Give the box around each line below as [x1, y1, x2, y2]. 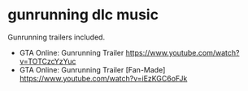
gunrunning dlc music [7, 6, 159, 24]
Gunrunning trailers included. [7, 32, 106, 42]
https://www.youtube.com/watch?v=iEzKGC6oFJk [19, 73, 188, 83]
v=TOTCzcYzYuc [19, 56, 76, 66]
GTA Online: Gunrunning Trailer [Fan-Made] [19, 64, 166, 74]
